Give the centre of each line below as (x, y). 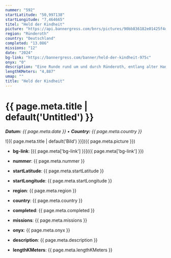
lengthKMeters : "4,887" (31, 72)
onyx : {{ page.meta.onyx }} (41, 230)
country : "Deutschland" (31, 39)
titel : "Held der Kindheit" (35, 24)
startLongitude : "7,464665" (35, 19)
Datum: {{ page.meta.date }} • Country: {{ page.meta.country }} (74, 131)
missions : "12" (21, 48)
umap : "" (15, 76)
